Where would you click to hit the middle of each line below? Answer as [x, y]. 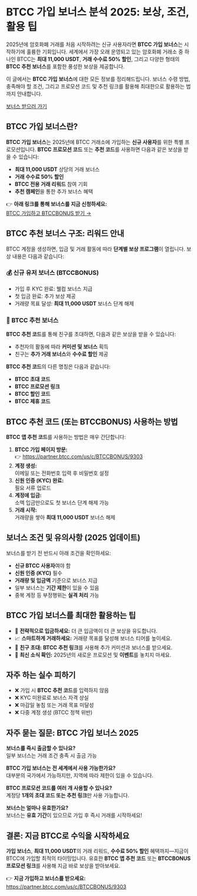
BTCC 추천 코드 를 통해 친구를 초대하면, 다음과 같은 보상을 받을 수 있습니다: [91, 334]
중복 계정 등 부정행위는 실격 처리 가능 [57, 595]
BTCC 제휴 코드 [33, 401]
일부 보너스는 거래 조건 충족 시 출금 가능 [51, 756]
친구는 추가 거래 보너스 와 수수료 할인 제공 [61, 354]
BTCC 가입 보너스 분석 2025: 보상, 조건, [98, 12]
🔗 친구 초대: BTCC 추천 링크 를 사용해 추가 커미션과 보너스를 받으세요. [94, 647]
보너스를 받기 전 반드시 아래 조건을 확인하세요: [59, 553]
